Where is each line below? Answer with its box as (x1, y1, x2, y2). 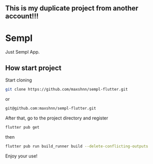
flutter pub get (5, 125, 40, 130)
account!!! (5, 12, 39, 21)
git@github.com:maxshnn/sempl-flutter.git (5, 106, 96, 111)
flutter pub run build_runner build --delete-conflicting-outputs (5, 144, 148, 149)
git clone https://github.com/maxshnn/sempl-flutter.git (5, 87, 128, 92)
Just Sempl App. (5, 49, 40, 55)
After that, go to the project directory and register (5, 115, 108, 121)
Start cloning (5, 77, 32, 83)
